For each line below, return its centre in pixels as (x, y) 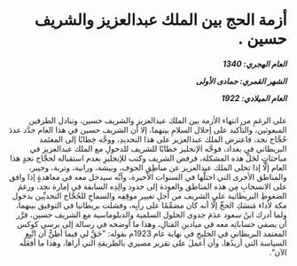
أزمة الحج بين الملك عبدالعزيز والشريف (160, 20)
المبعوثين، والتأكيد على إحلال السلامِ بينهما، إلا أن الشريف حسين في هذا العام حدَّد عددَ (148, 130)
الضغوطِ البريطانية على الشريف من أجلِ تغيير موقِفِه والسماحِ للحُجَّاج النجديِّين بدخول (149, 196)
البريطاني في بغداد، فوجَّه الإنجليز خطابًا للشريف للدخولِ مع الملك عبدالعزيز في (158, 149)
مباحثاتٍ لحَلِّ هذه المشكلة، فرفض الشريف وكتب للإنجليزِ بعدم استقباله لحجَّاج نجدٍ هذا (148, 158)
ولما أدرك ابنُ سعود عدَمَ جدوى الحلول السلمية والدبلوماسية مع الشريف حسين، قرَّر (151, 215)
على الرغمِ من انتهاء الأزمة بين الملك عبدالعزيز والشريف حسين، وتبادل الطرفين (158, 121)
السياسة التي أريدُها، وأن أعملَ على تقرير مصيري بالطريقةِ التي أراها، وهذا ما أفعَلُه (153, 243)
